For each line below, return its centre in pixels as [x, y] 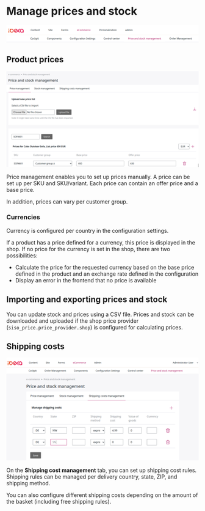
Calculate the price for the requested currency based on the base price [105, 267]
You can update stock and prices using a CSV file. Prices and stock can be [100, 314]
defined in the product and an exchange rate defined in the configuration [107, 274]
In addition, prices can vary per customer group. [67, 201]
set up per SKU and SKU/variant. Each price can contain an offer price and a [102, 183]
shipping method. [28, 483]
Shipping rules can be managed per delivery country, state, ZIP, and [92, 477]
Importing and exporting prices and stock [87, 300]
